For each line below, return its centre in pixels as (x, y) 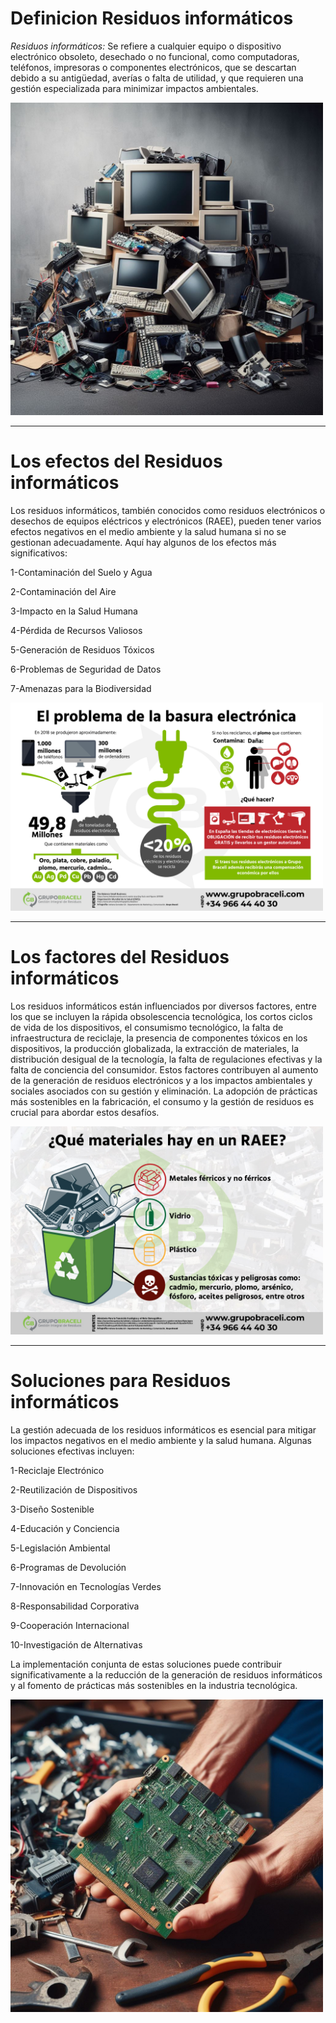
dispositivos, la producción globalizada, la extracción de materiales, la (155, 1048)
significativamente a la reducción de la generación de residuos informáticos (166, 1674)
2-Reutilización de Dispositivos (74, 1489)
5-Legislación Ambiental (60, 1548)
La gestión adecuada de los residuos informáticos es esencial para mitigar (163, 1429)
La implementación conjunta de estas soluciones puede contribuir (146, 1664)
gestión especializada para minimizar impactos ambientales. (134, 88)
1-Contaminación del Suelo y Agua (81, 572)
